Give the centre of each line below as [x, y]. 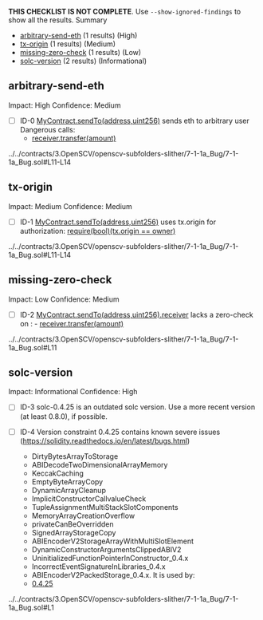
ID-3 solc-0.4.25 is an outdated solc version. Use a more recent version [137, 407]
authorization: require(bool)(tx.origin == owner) [98, 231]
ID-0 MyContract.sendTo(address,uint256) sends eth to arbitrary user [134, 120]
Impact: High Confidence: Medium [65, 105]
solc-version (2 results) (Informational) [83, 61]
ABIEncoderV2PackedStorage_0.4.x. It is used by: [113, 575]
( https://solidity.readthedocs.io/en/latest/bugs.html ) [105, 440]
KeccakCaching [57, 473]
